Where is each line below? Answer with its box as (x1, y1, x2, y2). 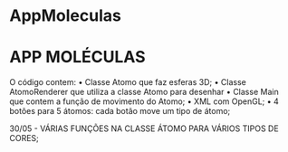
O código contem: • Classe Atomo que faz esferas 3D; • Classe (9, 77, 246, 88)
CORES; (9, 133, 39, 144)
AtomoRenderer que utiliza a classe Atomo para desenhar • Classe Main (9, 87, 279, 98)
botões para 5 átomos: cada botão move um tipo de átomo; (9, 106, 231, 117)
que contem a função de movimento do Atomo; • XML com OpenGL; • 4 (9, 96, 279, 107)
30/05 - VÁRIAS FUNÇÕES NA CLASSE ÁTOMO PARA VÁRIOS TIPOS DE (9, 123, 279, 134)
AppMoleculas (9, 5, 122, 26)
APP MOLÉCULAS (9, 47, 147, 68)
